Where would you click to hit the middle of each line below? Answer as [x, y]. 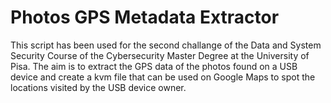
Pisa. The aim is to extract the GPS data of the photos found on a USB [154, 66]
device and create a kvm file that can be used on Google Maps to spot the [163, 77]
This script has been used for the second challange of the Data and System [166, 45]
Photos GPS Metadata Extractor [145, 17]
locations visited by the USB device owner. [98, 87]
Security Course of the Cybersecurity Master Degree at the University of [160, 55]
